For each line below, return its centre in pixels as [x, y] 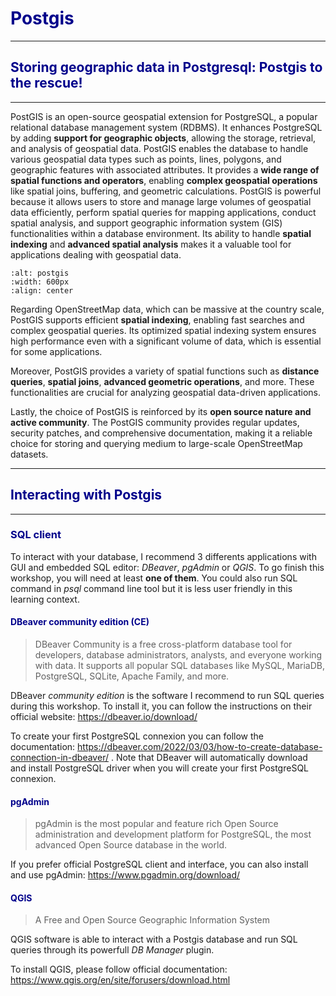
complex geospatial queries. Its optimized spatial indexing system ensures [163, 330]
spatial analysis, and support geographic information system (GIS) [146, 223]
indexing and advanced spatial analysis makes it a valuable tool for [151, 244]
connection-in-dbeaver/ [59, 758]
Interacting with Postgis [86, 495]
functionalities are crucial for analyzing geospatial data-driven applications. [166, 392]
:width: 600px [40, 282]
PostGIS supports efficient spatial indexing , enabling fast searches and [157, 319]
